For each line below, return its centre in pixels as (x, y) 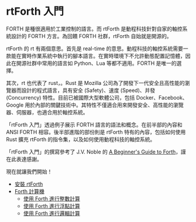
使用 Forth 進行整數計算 (51, 199)
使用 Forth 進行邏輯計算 (51, 213)
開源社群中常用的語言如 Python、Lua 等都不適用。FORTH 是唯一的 (96, 63)
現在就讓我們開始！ (29, 171)
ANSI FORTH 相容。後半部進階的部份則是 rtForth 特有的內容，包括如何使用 (96, 132)
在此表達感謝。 (24, 159)
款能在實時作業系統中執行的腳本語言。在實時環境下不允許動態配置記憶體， (96, 56)
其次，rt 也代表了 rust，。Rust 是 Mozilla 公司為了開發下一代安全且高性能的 (96, 83)
